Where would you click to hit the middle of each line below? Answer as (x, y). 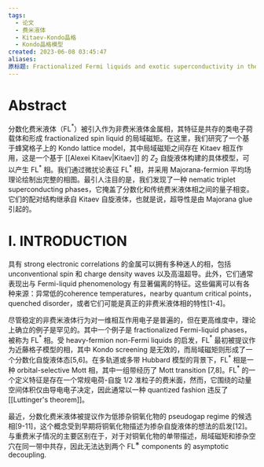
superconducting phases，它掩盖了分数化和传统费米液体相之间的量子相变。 (131, 189)
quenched (25, 303)
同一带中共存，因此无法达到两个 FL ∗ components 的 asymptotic (125, 445)
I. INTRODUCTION (68, 241)
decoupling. (27, 455)
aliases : (22, 60)
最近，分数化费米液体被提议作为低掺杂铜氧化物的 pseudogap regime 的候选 (130, 416)
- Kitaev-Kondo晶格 (46, 37)
